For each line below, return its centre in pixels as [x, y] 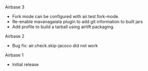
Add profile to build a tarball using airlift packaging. [63, 27]
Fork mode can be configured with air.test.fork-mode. [66, 16]
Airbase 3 [15, 7]
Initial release [25, 64]
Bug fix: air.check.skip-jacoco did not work [55, 45]
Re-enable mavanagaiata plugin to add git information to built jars [77, 22]
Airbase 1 [14, 55]
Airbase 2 [15, 36]
